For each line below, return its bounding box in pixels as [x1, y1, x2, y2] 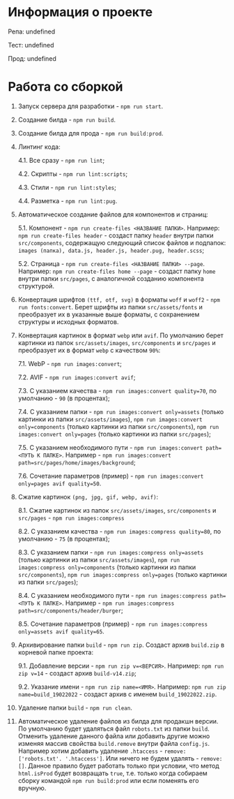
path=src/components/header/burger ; [17, 606, 124, 615]
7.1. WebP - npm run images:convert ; [17, 359, 123, 367]
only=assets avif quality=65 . [17, 626, 105, 636]
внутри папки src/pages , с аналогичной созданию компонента [17, 274, 204, 283]
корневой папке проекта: [17, 647, 94, 657]
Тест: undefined [8, 41, 54, 49]
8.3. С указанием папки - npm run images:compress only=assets [17, 548, 204, 556]
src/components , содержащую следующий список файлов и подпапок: [17, 238, 226, 247]
